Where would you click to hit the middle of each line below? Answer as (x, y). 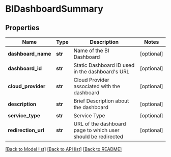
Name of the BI (91, 50)
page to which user (96, 130)
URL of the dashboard (100, 124)
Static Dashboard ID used (104, 65)
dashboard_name (30, 54)
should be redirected (98, 137)
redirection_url (26, 130)
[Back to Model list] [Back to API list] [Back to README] (64, 149)
